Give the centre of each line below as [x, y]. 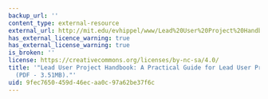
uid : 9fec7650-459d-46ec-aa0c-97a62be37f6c [82, 82]
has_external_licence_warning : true [69, 38]
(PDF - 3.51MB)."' [46, 75]
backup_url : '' [33, 16]
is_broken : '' [32, 53]
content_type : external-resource [64, 23]
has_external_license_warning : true [69, 46]
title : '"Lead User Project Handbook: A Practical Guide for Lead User [130, 68]
